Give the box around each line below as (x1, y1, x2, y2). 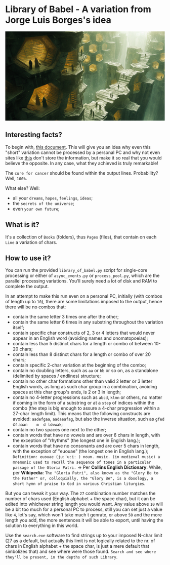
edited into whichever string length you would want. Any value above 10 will (5, 501, 163, 507)
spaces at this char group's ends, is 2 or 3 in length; (12, 389, 121, 395)
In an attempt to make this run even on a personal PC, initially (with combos (5, 293, 163, 299)
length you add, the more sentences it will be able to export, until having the (5, 517, 163, 523)
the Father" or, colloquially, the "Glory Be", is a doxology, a (12, 476, 153, 481)
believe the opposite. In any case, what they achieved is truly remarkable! (5, 160, 158, 166)
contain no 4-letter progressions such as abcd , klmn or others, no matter (12, 394, 162, 400)
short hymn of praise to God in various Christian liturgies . (12, 480, 146, 487)
